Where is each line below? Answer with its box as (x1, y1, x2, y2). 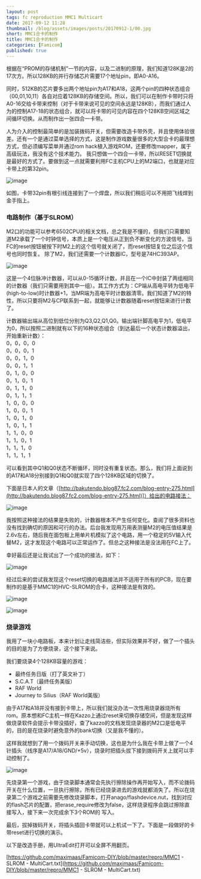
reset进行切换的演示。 (11, 829, 66, 836)
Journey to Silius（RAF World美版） (14, 692, 103, 699)
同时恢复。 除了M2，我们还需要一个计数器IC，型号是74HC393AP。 (16, 251, 182, 258)
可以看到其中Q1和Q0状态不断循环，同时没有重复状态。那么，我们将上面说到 (6, 465, 193, 472)
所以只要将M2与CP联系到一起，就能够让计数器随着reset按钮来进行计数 (16, 297, 191, 304)
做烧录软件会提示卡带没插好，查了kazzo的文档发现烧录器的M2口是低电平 (6, 719, 187, 727)
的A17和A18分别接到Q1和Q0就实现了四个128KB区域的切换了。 (6, 472, 157, 479)
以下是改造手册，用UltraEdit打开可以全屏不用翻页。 (6, 841, 133, 849)
